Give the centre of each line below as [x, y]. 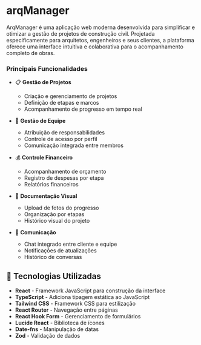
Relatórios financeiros [51, 185]
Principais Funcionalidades [47, 68]
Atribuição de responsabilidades [64, 133]
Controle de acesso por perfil [61, 139]
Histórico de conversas [53, 257]
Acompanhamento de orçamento [65, 172]
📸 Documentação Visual [46, 196]
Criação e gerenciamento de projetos [71, 96]
